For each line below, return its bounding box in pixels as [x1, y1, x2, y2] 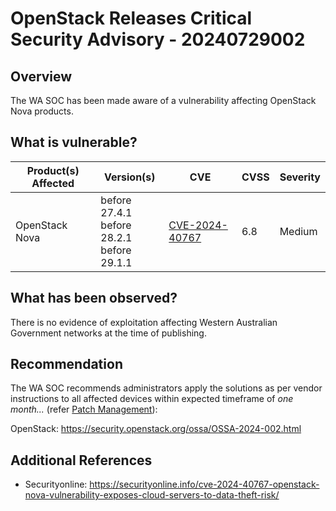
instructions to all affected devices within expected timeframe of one [10, 393, 294, 405]
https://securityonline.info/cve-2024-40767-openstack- [89, 478, 320, 491]
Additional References [10, 452, 153, 469]
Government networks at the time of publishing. [10, 327, 207, 339]
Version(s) [104, 170, 156, 184]
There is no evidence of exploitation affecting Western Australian [10, 316, 278, 328]
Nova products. [10, 105, 74, 117]
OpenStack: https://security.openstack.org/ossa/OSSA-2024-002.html [10, 423, 302, 435]
